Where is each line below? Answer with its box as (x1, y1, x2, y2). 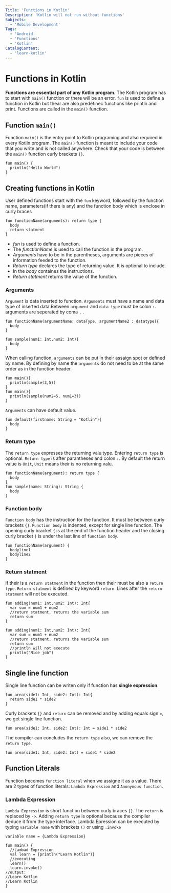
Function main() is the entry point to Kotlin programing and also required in (5, 135, 163, 141)
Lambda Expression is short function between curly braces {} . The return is (5, 808, 164, 814)
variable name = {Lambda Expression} (5, 834, 86, 839)
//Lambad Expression (10, 847, 54, 853)
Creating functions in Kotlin (5, 183, 95, 193)
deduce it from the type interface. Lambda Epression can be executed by (5, 818, 160, 825)
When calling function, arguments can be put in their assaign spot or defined (5, 355, 165, 361)
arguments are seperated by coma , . (5, 309, 84, 315)
